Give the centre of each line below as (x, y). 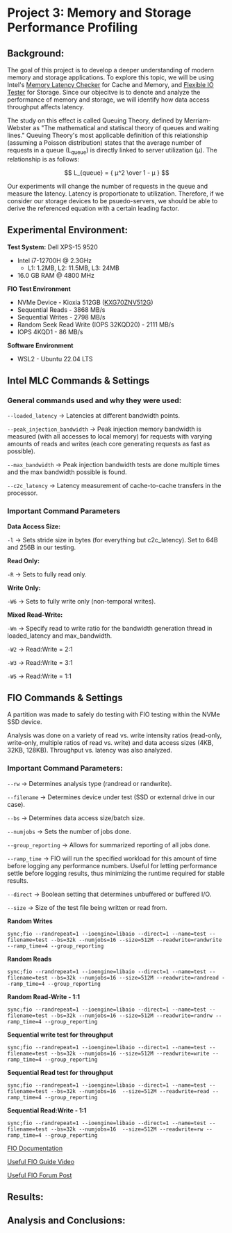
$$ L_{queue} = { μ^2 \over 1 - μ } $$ (117, 173)
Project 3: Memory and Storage (99, 13)
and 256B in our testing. (42, 547)
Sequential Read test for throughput (60, 1072)
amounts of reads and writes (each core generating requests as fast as (109, 444)
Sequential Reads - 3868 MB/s (61, 309)
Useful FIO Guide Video (41, 1161)
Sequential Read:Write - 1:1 (47, 1110)
